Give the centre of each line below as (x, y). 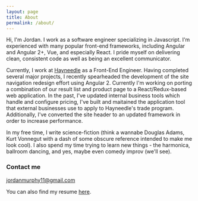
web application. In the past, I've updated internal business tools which (93, 95)
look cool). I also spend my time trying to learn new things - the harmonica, (98, 145)
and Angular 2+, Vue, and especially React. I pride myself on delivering (93, 52)
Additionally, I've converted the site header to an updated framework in (93, 115)
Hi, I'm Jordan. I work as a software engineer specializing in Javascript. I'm (98, 40)
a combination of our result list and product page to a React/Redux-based (96, 89)
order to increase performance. (45, 121)
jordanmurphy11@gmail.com (41, 180)
